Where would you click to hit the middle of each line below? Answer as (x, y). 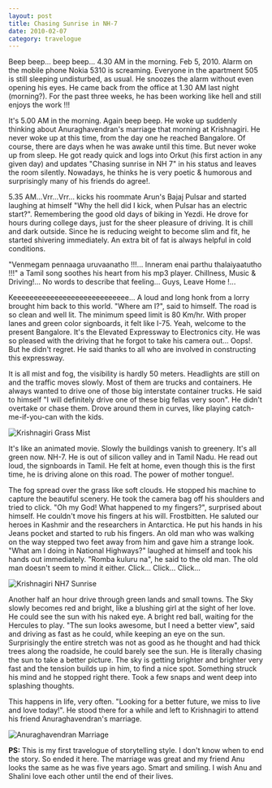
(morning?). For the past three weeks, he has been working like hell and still (135, 96)
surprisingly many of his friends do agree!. (80, 181)
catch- (243, 408)
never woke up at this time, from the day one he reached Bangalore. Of (127, 138)
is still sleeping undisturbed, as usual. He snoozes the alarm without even (131, 79)
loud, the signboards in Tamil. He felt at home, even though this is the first (132, 466)
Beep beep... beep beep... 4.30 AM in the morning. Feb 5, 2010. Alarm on (131, 62)
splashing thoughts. (41, 686)
